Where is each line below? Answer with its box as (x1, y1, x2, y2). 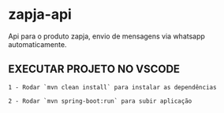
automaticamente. (8, 39, 67, 49)
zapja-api (8, 5, 73, 24)
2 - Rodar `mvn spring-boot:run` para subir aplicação (8, 97, 192, 105)
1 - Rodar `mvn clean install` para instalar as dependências (8, 83, 217, 91)
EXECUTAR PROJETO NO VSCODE (8, 63, 180, 76)
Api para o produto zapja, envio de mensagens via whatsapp (8, 31, 205, 41)
